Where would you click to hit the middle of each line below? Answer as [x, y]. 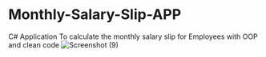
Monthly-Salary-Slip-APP [95, 15]
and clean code [34, 44]
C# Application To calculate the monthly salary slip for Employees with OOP [133, 36]
